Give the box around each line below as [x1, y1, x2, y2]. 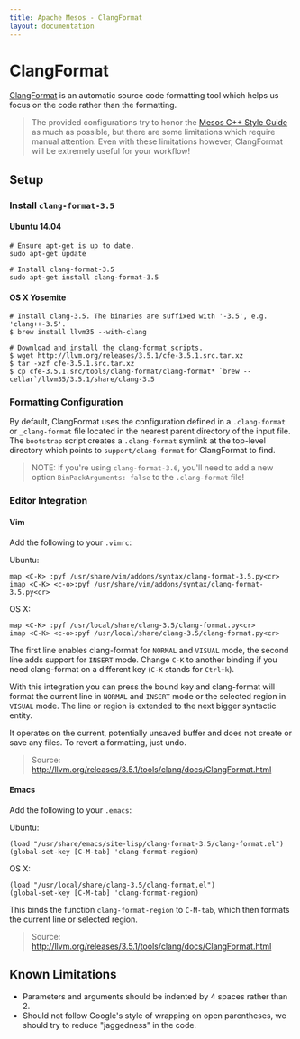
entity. [9, 709, 33, 721]
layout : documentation [9, 22, 95, 31]
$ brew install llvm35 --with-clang [9, 328, 147, 337]
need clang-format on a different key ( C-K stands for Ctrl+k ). [9, 663, 235, 674]
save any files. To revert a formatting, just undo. [9, 736, 187, 748]
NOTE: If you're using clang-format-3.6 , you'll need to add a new [31, 462, 274, 473]
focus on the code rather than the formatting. [9, 100, 177, 111]
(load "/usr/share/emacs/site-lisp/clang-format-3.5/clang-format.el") [9, 839, 284, 848]
